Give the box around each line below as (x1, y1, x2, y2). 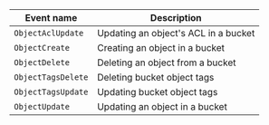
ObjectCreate (14, 43, 71, 53)
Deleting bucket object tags (96, 72, 215, 83)
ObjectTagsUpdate (14, 87, 89, 97)
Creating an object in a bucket (96, 42, 225, 53)
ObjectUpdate (14, 101, 71, 111)
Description (149, 12, 202, 24)
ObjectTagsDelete (14, 72, 89, 82)
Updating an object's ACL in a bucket (96, 27, 255, 39)
